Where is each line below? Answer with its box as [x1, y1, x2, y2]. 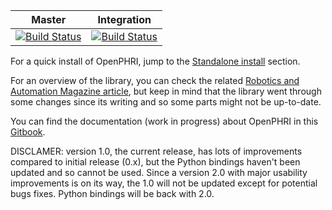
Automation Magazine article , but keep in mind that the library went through [10, 85, 322, 97]
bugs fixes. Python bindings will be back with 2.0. [10, 188, 215, 199]
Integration [97, 13, 152, 26]
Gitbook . [10, 126, 46, 138]
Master [31, 13, 67, 26]
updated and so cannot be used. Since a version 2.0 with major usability [10, 167, 308, 178]
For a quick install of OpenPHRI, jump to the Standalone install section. [10, 55, 301, 67]
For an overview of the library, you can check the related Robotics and [10, 75, 300, 86]
